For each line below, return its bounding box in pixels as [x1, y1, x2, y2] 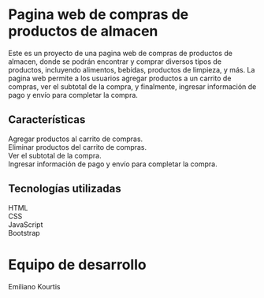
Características [8, 113, 86, 127]
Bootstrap [8, 228, 41, 237]
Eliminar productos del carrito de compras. [8, 142, 147, 151]
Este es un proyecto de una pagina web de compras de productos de [8, 48, 232, 58]
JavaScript [8, 219, 43, 229]
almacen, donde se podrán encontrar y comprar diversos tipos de [8, 57, 222, 66]
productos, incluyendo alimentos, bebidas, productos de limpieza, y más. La [8, 65, 255, 74]
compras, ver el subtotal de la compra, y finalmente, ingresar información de [8, 81, 257, 91]
